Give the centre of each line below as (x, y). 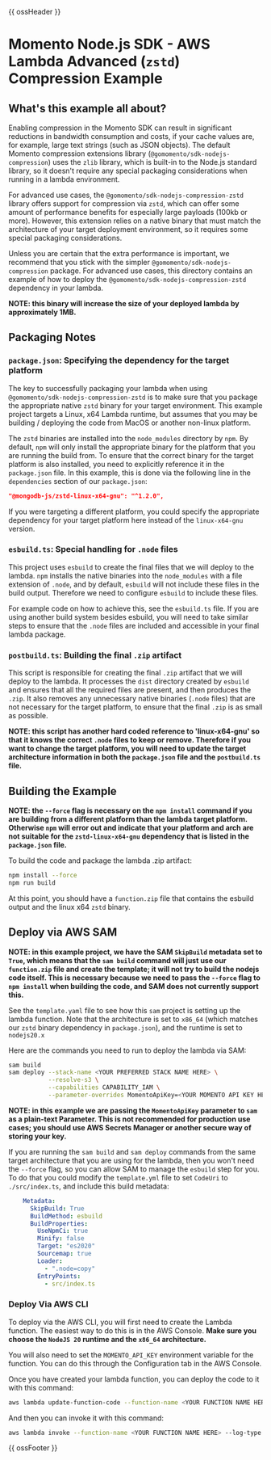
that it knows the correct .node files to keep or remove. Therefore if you (130, 740)
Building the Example (63, 791)
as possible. (28, 716)
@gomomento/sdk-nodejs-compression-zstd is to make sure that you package (133, 397)
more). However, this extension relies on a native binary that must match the (135, 221)
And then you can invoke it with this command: (86, 1418)
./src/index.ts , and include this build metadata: (89, 1186)
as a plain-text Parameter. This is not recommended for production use (129, 1119)
